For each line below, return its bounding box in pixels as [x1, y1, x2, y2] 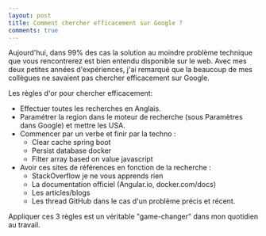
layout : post [8, 11, 52, 20]
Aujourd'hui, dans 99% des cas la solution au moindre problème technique [8, 48, 253, 58]
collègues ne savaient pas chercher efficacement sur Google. [8, 73, 210, 83]
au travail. [8, 220, 41, 230]
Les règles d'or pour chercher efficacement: [8, 89, 153, 98]
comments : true [8, 26, 59, 34]
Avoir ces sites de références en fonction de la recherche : [19, 163, 212, 173]
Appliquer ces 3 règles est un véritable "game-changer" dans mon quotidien [8, 211, 259, 222]
